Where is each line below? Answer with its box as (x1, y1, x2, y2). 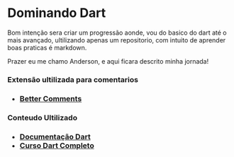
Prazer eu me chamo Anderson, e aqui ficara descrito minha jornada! (7, 57, 209, 65)
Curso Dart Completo (19, 140, 94, 150)
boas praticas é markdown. (7, 43, 87, 52)
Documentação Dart (19, 132, 91, 141)
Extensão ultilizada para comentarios (7, 74, 138, 84)
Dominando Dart (7, 5, 106, 21)
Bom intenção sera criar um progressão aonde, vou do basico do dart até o (7, 28, 227, 37)
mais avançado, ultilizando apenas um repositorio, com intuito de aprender (7, 35, 226, 44)
